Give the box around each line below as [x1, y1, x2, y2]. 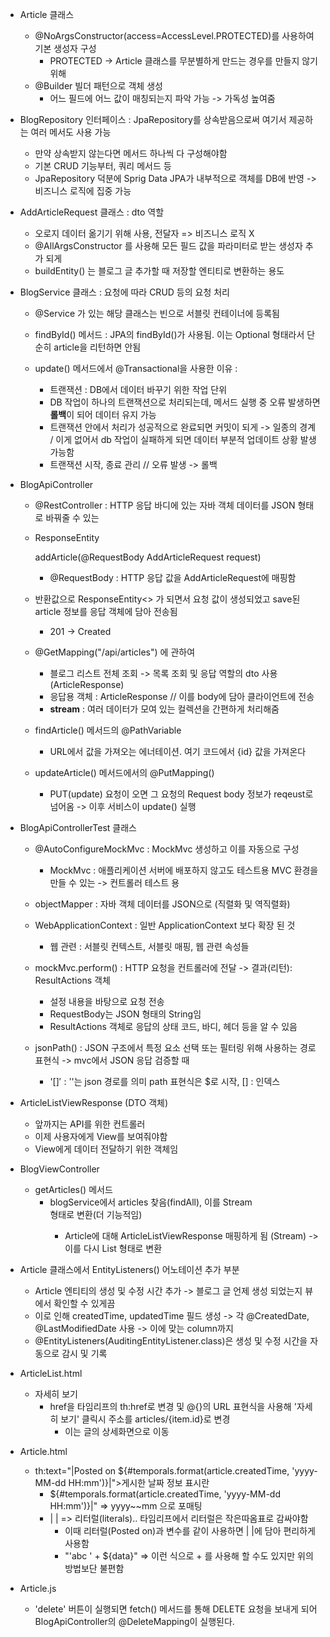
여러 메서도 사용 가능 [30, 126, 112, 138]
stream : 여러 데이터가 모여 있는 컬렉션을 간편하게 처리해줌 [49, 703, 280, 715]
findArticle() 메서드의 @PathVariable [34, 724, 182, 736]
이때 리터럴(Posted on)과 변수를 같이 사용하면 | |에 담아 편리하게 [64, 1525, 317, 1537]
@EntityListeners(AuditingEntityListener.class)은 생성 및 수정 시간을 [34, 1335, 308, 1347]
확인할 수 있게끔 [53, 1298, 116, 1309]
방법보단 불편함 [64, 1563, 125, 1574]
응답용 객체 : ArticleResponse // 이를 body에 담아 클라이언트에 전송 [49, 691, 315, 702]
